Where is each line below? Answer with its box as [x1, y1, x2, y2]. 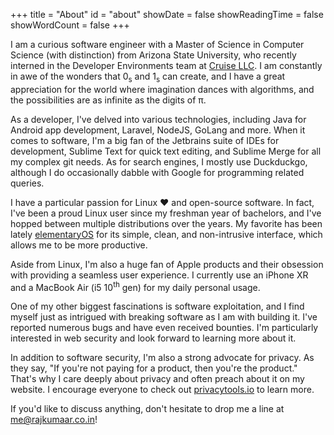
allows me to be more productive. [10, 239, 148, 251]
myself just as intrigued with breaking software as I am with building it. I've [10, 311, 318, 323]
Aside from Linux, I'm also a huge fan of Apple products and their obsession [10, 258, 324, 270]
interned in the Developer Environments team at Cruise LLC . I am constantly [10, 60, 323, 71]
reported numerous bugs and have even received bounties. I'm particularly [10, 322, 319, 334]
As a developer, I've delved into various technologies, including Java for [10, 113, 307, 125]
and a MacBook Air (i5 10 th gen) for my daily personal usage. [10, 279, 261, 293]
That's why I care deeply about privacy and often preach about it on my [10, 373, 305, 385]
